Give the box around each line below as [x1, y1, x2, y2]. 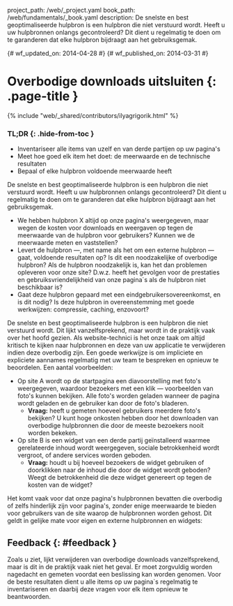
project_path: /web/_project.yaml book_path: [7, 6, 136, 14]
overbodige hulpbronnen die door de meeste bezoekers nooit [27, 422, 204, 430]
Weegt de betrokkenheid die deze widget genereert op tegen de [27, 473, 212, 482]
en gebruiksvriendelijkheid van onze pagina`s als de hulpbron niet [17, 276, 207, 284]
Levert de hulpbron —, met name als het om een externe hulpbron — [17, 246, 214, 254]
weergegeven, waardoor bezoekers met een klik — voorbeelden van [17, 384, 214, 393]
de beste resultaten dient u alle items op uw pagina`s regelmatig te [7, 577, 198, 586]
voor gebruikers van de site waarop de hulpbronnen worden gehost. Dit [7, 509, 212, 517]
